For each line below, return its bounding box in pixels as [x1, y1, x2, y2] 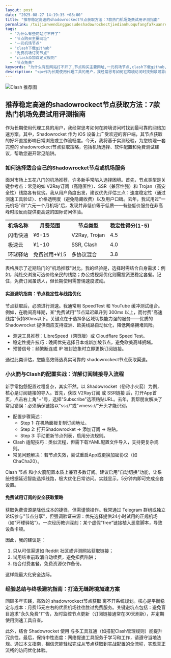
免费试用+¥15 [33, 251, 67, 258]
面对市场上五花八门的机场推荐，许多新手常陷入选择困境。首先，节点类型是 [5, 177, 161, 183]
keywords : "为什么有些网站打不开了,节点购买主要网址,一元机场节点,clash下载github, [5, 64, 167, 70]
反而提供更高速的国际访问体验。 [18, 209, 85, 215]
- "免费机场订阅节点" [10, 50, 50, 55]
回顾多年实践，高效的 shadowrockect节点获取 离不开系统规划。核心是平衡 [5, 598, 161, 604]
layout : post [5, 7, 33, 13]
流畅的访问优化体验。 [5, 647, 50, 653]
